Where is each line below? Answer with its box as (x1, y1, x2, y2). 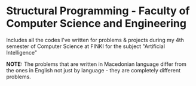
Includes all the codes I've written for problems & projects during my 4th (6, 36, 184, 43)
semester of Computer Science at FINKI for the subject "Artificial (6, 43, 166, 50)
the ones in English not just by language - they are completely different (6, 66, 181, 74)
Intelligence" (6, 49, 38, 56)
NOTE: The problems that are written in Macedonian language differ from (6, 60, 187, 68)
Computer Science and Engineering (6, 17, 187, 30)
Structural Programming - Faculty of (6, 4, 190, 18)
